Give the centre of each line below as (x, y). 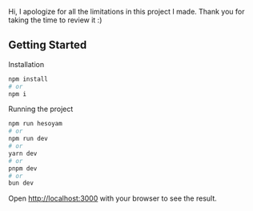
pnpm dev (23, 168)
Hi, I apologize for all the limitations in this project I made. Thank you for (127, 12)
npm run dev (28, 139)
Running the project (41, 109)
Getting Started (48, 45)
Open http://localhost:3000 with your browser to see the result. (113, 198)
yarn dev (23, 153)
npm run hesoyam (35, 124)
